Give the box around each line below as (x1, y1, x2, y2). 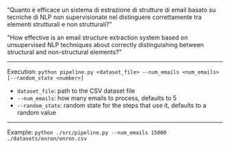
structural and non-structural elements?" (7, 48, 122, 56)
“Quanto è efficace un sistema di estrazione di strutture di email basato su (7, 6, 216, 14)
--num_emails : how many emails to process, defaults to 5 (16, 94, 177, 102)
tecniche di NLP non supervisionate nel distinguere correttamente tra (7, 13, 202, 21)
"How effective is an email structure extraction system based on (7, 33, 188, 42)
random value (16, 108, 56, 117)
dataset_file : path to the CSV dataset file (16, 87, 136, 95)
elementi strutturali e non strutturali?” (7, 20, 112, 28)
